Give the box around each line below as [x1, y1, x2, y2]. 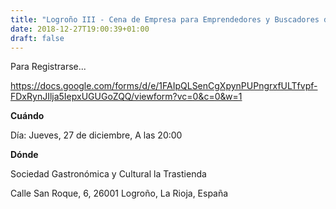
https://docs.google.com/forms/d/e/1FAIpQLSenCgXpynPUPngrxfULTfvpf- [10, 80, 318, 92]
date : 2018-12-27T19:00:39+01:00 [10, 24, 150, 34]
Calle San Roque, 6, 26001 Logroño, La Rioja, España [10, 187, 229, 200]
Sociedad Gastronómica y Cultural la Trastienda [10, 168, 207, 180]
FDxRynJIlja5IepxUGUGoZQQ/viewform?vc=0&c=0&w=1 [10, 91, 243, 103]
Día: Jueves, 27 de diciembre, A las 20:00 [10, 129, 183, 141]
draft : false [10, 33, 65, 43]
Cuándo [10, 110, 45, 122]
